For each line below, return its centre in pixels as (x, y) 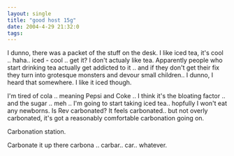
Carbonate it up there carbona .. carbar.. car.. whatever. (87, 145)
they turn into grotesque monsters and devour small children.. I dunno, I (110, 75)
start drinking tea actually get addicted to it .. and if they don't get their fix (114, 68)
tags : (15, 33)
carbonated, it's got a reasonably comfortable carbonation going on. (106, 118)
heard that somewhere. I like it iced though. (70, 83)
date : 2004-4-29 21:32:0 (43, 26)
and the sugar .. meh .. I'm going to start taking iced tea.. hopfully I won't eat (117, 103)
